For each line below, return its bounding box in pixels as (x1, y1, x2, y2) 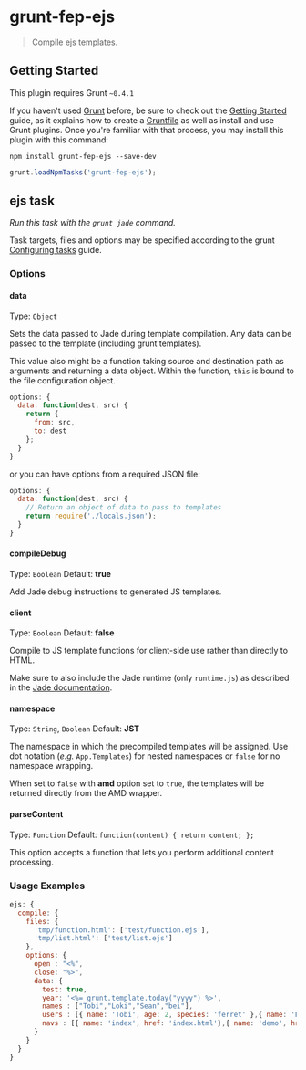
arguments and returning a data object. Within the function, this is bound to (9, 365, 294, 376)
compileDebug (9, 548, 66, 559)
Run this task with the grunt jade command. (9, 217, 176, 228)
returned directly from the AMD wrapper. (9, 788, 162, 799)
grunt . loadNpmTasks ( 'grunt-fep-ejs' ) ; (9, 167, 157, 177)
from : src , (33, 418, 76, 427)
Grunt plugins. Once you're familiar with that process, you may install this (9, 124, 284, 135)
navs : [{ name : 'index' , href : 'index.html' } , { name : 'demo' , (42, 1019, 288, 1028)
